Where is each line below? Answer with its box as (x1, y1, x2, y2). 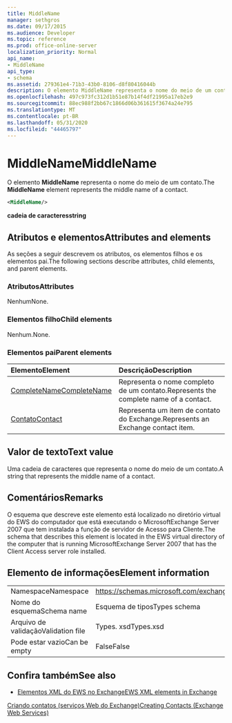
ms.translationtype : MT (7, 106, 76, 113)
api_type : (7, 68, 36, 75)
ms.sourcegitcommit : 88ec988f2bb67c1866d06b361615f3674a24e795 (7, 100, 193, 107)
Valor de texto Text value (7, 446, 114, 458)
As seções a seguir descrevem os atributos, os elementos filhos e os (7, 250, 203, 258)
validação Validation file (10, 626, 86, 636)
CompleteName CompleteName (10, 385, 113, 395)
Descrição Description (118, 365, 192, 375)
